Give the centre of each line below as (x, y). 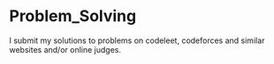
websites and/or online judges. (65, 49)
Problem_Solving (73, 16)
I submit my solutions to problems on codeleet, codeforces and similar (137, 40)
